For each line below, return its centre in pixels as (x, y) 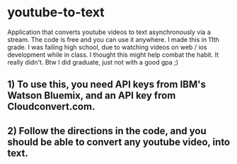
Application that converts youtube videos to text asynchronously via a (109, 32)
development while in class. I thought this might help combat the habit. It (113, 55)
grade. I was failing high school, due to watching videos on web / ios (107, 47)
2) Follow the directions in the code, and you (107, 131)
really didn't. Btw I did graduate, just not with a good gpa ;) (93, 62)
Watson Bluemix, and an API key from (92, 95)
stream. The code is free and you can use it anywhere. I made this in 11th (113, 39)
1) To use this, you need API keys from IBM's (107, 85)
